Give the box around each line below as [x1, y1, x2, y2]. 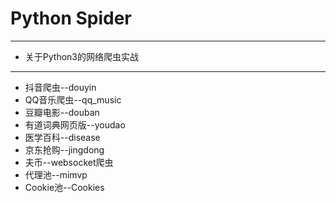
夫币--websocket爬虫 [24, 156, 114, 168]
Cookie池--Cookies [24, 181, 105, 193]
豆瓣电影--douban [24, 106, 100, 118]
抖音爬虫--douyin [24, 81, 97, 93]
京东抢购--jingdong [24, 143, 105, 156]
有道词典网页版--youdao [24, 118, 126, 131]
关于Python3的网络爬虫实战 [24, 50, 139, 62]
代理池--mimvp [24, 168, 88, 181]
